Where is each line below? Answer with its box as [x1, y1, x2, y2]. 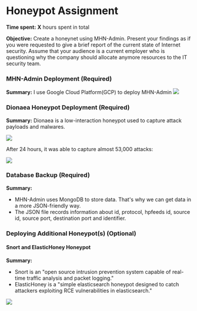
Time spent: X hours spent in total [6, 24, 90, 31]
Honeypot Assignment [6, 4, 119, 18]
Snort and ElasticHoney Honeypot [6, 244, 91, 251]
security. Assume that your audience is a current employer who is [6, 47, 165, 54]
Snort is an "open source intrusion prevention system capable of [14, 268, 172, 275]
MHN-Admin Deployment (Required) [6, 75, 112, 83]
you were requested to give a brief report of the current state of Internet [6, 41, 181, 48]
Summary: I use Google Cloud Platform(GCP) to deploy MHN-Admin [6, 89, 172, 96]
